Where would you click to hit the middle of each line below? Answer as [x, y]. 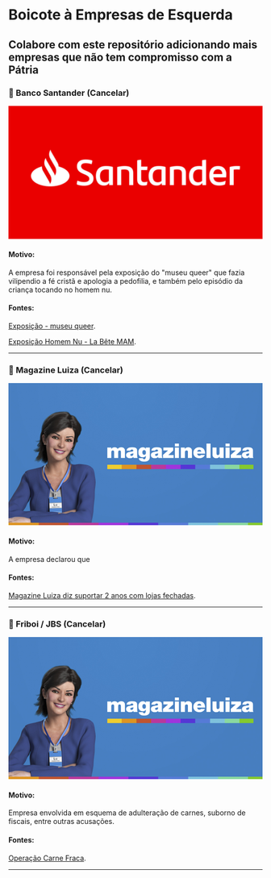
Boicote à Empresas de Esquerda [121, 15]
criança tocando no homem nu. [60, 289]
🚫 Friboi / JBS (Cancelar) [57, 624]
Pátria [23, 70]
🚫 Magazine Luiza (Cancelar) [66, 370]
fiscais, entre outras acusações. [61, 822]
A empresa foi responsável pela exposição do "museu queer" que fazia [127, 273]
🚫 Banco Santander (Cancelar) [69, 93]
